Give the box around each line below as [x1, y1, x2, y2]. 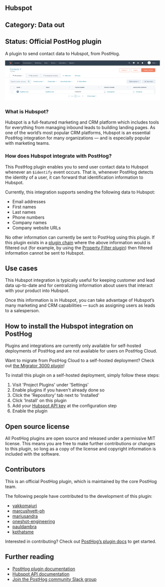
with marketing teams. [5, 140, 50, 146]
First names [12, 204, 36, 210]
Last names [12, 209, 36, 215]
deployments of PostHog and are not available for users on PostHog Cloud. [5, 348, 157, 354]
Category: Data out [5, 21, 65, 29]
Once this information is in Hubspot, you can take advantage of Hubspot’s [5, 297, 155, 303]
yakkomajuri [12, 502, 37, 509]
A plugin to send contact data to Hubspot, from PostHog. [5, 50, 120, 56]
